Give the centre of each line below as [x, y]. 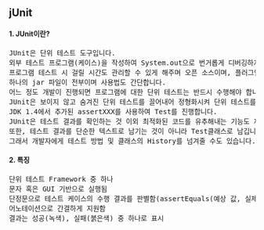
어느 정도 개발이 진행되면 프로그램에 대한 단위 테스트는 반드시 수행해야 [125, 92]
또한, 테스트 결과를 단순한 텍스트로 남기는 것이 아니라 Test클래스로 [121, 131]
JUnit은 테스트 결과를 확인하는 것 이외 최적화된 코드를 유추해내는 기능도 [129, 121]
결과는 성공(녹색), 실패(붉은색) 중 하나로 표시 [87, 218]
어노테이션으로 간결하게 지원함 [58, 208]
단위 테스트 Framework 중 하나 [61, 179]
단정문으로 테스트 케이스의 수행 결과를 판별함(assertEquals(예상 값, [125, 198]
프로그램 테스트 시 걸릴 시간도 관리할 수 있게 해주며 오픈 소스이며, [120, 72]
